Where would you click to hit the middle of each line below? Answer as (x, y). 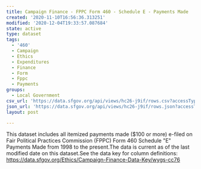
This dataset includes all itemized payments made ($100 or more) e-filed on (99, 134)
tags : (13, 40)
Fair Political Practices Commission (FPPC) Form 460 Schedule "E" (89, 141)
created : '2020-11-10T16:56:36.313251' (56, 17)
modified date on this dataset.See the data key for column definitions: (92, 153)
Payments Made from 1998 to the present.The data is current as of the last (98, 147)
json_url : (19, 106)
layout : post (22, 112)
